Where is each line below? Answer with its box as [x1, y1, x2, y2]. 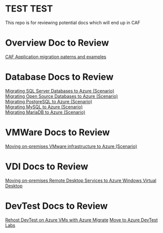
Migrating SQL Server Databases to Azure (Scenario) [5, 88, 114, 94]
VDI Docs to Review [5, 161, 89, 172]
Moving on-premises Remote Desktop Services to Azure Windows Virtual [5, 177, 156, 183]
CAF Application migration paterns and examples [5, 54, 106, 60]
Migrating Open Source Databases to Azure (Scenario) [5, 93, 118, 99]
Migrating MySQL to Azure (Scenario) [5, 104, 83, 110]
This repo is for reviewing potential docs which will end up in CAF [5, 20, 140, 26]
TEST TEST [5, 3, 53, 15]
